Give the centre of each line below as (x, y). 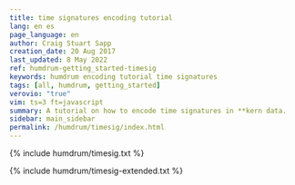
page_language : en (44, 34)
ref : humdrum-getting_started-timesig (83, 69)
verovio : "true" (40, 93)
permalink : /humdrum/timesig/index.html (87, 128)
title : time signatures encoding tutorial (91, 18)
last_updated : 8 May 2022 (58, 60)
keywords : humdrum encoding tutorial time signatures (114, 77)
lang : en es (32, 26)
